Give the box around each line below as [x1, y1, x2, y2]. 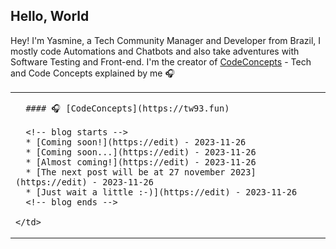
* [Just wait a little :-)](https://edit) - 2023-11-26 [25, 186, 298, 198]
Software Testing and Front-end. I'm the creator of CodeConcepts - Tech [10, 55, 312, 68]
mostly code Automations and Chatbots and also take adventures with [10, 45, 300, 57]
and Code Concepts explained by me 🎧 [10, 67, 175, 79]
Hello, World [10, 8, 90, 25]
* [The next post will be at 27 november [25, 166, 226, 178]
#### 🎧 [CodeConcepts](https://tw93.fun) [25, 102, 230, 114]
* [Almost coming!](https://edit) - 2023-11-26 [25, 156, 257, 168]
